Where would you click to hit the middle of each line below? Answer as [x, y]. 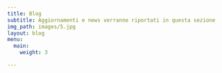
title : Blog [24, 14]
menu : [15, 40]
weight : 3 [34, 53]
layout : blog [26, 33]
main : [22, 46]
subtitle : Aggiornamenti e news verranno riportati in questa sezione [111, 20]
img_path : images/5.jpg [42, 26]
